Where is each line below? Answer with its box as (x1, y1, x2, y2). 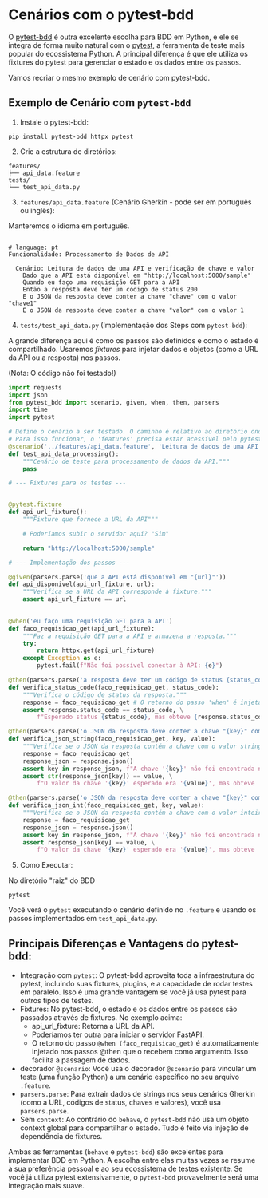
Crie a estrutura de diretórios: (19, 146, 117, 156)
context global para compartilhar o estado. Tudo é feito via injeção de (19, 1123, 249, 1133)
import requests (8, 383, 62, 392)
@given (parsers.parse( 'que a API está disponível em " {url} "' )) (8, 573, 227, 581)
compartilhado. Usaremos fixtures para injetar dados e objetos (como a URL (8, 344, 259, 354)
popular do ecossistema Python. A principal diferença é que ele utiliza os (8, 49, 249, 58)
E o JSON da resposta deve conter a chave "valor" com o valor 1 (22, 306, 245, 314)
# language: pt (8, 243, 59, 251)
